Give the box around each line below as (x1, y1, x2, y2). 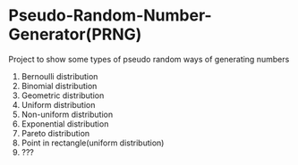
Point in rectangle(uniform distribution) (21, 137, 165, 148)
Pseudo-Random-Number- (8, 5, 212, 26)
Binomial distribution (21, 80, 98, 91)
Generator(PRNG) (8, 24, 142, 45)
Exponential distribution (21, 118, 109, 129)
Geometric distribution (21, 90, 105, 101)
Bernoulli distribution (21, 70, 98, 81)
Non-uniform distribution (21, 109, 114, 120)
